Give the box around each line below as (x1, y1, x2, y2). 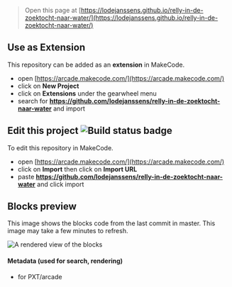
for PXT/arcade (17, 272, 62, 281)
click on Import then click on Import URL (17, 164, 138, 173)
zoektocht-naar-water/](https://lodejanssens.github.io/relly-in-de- (24, 13, 219, 22)
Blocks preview (7, 201, 77, 213)
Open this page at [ (24, 6, 82, 14)
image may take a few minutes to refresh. (7, 227, 128, 235)
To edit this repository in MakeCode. (7, 143, 114, 152)
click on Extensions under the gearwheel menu (17, 89, 158, 98)
